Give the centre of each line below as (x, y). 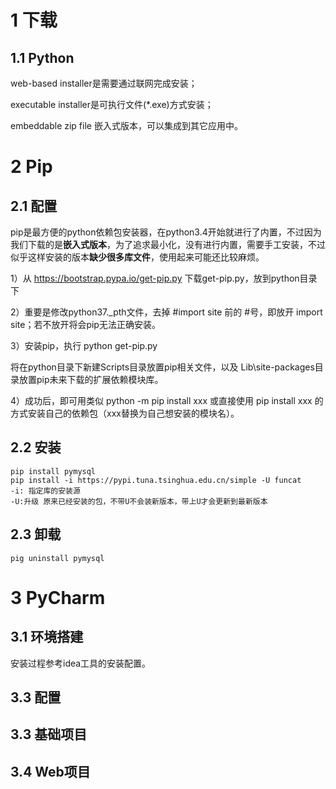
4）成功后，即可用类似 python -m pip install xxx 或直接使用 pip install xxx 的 (167, 400)
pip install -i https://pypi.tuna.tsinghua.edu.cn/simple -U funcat (156, 480)
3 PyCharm (58, 597)
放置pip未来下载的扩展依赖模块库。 (91, 379)
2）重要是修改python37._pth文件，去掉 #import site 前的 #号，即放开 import (166, 312)
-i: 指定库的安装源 (45, 491)
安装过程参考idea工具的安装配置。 (81, 663)
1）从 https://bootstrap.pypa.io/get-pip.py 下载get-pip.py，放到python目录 (164, 278)
